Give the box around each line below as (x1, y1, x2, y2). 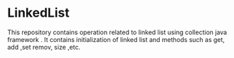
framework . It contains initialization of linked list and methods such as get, (7, 35, 225, 43)
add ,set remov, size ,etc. (7, 43, 81, 51)
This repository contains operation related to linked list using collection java (7, 28, 228, 36)
